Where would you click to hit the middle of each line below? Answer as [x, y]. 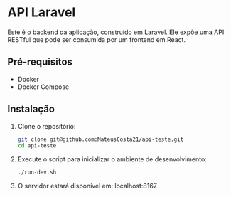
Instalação [31, 109]
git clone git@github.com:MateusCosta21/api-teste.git [101, 139]
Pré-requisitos [40, 62]
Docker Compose [43, 87]
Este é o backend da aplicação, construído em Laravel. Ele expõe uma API [116, 32]
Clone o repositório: [47, 126]
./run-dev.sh [37, 172]
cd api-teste [37, 146]
